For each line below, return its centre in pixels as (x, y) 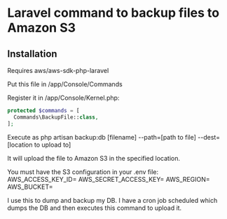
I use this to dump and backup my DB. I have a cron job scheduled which (112, 200)
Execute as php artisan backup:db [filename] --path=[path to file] (102, 137)
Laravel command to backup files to (113, 13)
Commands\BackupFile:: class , (56, 117)
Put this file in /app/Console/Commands (65, 84)
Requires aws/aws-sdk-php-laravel (58, 71)
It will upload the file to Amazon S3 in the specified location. (94, 158)
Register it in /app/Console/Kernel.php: (63, 98)
